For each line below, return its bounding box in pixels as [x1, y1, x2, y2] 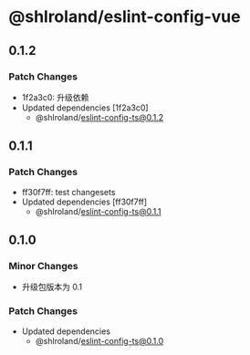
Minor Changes [8, 259, 78, 272]
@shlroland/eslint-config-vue [8, 6, 241, 27]
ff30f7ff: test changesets [21, 186, 116, 197]
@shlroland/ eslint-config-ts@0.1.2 [35, 111, 164, 122]
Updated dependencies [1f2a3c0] [21, 102, 149, 113]
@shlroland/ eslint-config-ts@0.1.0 [35, 335, 164, 346]
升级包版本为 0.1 [21, 281, 83, 293]
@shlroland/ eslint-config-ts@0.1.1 [35, 205, 161, 216]
